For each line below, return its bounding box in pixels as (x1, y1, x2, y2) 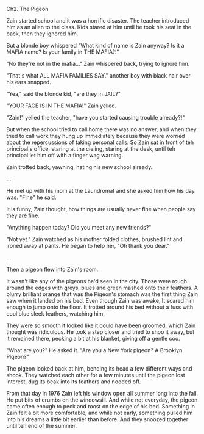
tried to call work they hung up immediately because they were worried (6, 132, 185, 139)
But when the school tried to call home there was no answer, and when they (6, 126, 197, 133)
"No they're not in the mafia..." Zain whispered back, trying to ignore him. (6, 60, 190, 67)
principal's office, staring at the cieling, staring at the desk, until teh (6, 145, 175, 152)
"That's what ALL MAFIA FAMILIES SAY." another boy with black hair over (6, 72, 191, 79)
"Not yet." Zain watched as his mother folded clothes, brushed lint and (6, 236, 183, 243)
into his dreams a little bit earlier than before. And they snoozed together (6, 416, 189, 423)
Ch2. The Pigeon (6, 5, 49, 12)
